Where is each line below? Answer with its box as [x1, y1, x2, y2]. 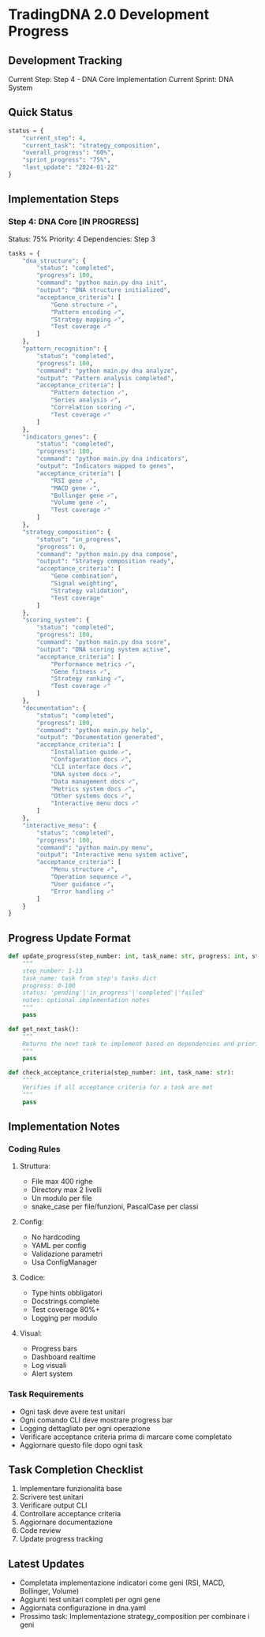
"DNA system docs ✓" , [50, 770, 122, 778]
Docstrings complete [31, 1296, 100, 1306]
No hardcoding [31, 1232, 80, 1242]
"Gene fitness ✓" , [50, 667, 111, 675]
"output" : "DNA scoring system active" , [36, 645, 171, 653]
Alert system [31, 1369, 73, 1378]
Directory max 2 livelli [31, 1185, 103, 1194]
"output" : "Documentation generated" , [36, 734, 164, 742]
